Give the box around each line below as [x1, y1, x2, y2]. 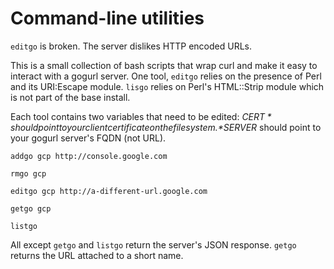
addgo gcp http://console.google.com [10, 151, 168, 161]
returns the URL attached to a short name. [10, 249, 184, 261]
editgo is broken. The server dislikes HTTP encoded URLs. [10, 40, 252, 52]
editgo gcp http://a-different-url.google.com [10, 186, 208, 196]
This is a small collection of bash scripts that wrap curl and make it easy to [10, 59, 318, 71]
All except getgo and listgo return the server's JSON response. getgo [10, 238, 297, 251]
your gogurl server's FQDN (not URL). [10, 132, 167, 144]
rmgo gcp [10, 168, 47, 179]
